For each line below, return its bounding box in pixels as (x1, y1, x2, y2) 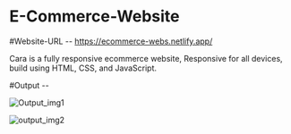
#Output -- (9, 80, 49, 90)
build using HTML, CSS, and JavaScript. (9, 63, 158, 73)
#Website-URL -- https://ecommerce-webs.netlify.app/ (9, 36, 213, 46)
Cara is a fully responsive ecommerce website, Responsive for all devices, (9, 53, 284, 63)
